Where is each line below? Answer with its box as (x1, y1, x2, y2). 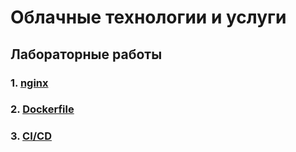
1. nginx (10, 76, 49, 90)
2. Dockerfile (10, 102, 75, 116)
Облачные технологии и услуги (10, 6, 287, 29)
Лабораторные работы (10, 46, 163, 63)
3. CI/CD (10, 129, 53, 143)
